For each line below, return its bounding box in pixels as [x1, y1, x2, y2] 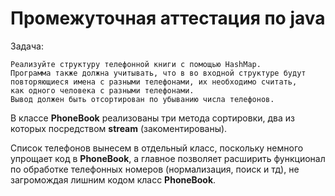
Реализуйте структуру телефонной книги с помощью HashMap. [10, 59, 262, 69]
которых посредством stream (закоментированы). [10, 122, 228, 134]
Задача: [10, 40, 44, 52]
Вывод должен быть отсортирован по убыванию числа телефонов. [10, 94, 275, 104]
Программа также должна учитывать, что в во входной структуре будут [10, 68, 307, 78]
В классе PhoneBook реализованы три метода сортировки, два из [10, 112, 295, 124]
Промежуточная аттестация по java [10, 7, 326, 30]
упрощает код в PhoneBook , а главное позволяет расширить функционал [10, 152, 326, 164]
